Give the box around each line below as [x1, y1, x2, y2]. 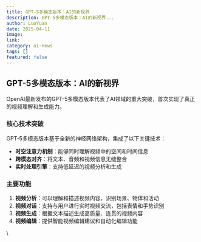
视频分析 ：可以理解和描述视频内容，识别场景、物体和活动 [15, 195, 159, 202]
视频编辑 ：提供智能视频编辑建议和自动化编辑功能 [15, 217, 138, 225]
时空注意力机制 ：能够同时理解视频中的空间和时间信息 [15, 147, 149, 155]
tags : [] [6, 49, 29, 55]
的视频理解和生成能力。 [6, 103, 65, 110]
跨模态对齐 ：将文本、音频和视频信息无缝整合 [15, 155, 128, 162]
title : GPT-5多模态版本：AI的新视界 [6, 9, 90, 15]
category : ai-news [6, 43, 53, 49]
